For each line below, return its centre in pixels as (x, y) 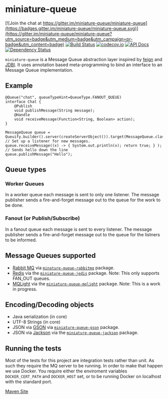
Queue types (26, 169)
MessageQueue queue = (28, 132)
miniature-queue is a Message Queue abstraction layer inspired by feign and (84, 59)
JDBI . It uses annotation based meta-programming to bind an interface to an (84, 65)
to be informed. (21, 240)
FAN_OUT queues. (31, 278)
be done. (14, 205)
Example (19, 86)
